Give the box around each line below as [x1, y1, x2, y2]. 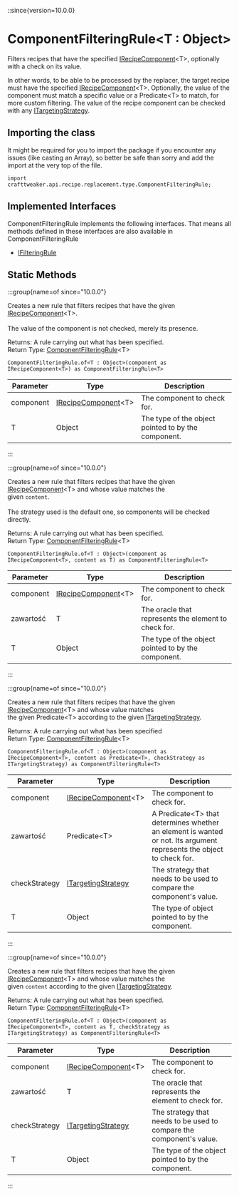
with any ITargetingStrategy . [7, 106, 90, 115]
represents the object [152, 845, 223, 855]
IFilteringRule [17, 248, 57, 257]
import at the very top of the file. [7, 160, 102, 170]
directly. [7, 515, 31, 524]
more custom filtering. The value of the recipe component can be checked [7, 98, 225, 107]
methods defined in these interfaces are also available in [7, 227, 173, 235]
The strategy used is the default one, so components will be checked [7, 507, 210, 516]
